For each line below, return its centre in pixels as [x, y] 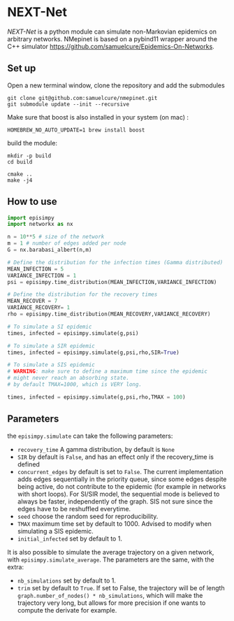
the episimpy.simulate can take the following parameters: [90, 436]
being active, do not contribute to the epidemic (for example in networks [122, 486]
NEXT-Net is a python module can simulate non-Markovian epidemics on [112, 31]
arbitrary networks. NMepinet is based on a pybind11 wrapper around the [112, 38]
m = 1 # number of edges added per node [67, 243]
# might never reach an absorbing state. [68, 378]
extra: [16, 566]
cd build [20, 162]
